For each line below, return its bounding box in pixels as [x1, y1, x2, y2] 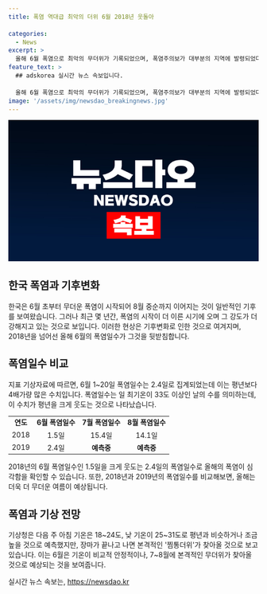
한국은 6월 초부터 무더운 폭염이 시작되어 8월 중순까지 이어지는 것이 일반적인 [8, 301, 242, 311]
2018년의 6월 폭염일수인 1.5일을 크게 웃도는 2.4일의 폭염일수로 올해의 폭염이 [8, 462, 245, 471]
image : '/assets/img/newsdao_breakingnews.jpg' [8, 96, 169, 105]
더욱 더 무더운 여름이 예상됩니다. [8, 482, 109, 491]
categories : [8, 29, 48, 37]
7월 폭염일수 [82, 418, 121, 428]
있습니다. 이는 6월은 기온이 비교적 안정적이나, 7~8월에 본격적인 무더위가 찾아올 [8, 550, 253, 560]
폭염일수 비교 [8, 357, 69, 370]
